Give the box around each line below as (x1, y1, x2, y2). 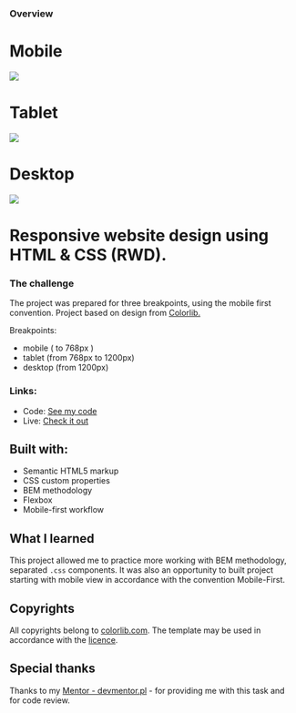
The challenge (9, 277, 75, 290)
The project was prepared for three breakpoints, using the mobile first (9, 298, 271, 309)
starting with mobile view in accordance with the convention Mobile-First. (9, 575, 285, 586)
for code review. (9, 695, 70, 706)
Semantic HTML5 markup (22, 465, 119, 476)
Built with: (9, 441, 68, 457)
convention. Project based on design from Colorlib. (9, 308, 201, 319)
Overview (9, 7, 54, 20)
